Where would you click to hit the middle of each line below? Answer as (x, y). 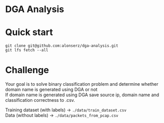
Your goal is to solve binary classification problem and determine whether (82, 84)
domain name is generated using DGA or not (51, 90)
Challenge (27, 70)
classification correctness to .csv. (40, 100)
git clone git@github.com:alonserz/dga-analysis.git (62, 46)
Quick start (29, 33)
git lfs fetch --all (27, 50)
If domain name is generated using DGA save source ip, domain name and (82, 95)
